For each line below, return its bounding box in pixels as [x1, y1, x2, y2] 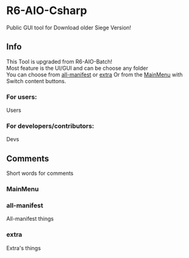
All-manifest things [6, 215, 54, 223]
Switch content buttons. [6, 77, 66, 84]
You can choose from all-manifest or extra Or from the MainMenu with [6, 71, 183, 78]
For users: [6, 92, 38, 101]
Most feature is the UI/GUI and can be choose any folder [6, 64, 148, 72]
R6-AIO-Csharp [6, 4, 87, 18]
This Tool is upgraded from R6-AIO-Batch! [6, 57, 113, 65]
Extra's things [6, 244, 41, 251]
